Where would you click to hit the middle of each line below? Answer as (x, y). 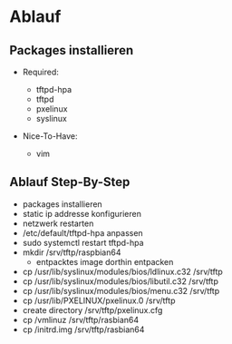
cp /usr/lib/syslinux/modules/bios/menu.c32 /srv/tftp (121, 290)
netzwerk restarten (58, 223)
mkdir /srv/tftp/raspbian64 (72, 252)
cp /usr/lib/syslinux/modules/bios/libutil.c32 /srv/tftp (121, 281)
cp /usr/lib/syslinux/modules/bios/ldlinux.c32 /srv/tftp (123, 271)
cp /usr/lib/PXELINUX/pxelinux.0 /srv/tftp (99, 300)
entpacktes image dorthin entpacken (105, 261)
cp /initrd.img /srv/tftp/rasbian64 (83, 329)
